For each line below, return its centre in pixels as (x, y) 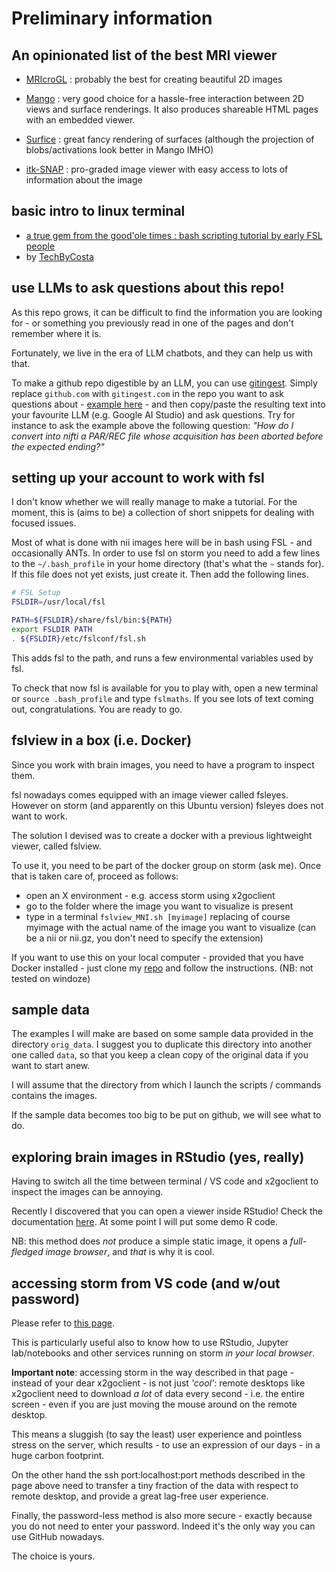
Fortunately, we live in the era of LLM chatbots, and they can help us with (162, 353)
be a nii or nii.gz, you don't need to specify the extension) (144, 938)
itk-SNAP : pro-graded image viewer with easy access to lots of (157, 169)
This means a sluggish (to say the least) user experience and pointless (157, 1434)
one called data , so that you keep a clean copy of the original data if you (160, 1055)
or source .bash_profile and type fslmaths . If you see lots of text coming (162, 698)
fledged (27, 1252)
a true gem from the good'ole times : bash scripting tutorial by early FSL (174, 235)
